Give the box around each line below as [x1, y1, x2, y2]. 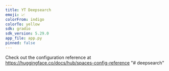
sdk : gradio [5, 26, 31, 31]
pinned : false [5, 41, 36, 46]
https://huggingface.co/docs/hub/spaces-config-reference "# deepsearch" [5, 59, 164, 66]
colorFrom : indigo [5, 17, 44, 22]
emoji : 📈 [5, 12, 26, 17]
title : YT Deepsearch [5, 7, 52, 13]
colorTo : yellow [5, 21, 40, 27]
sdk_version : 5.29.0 [5, 31, 50, 36]
